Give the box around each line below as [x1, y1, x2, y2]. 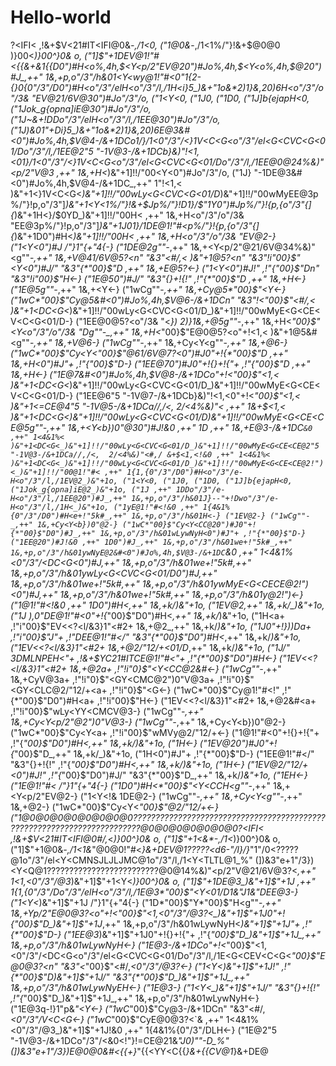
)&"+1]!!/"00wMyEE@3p [219, 187, 319, 200]
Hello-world [10, 6, 112, 29]
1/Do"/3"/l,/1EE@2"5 [10, 145, 94, 157]
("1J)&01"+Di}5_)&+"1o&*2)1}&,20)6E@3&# [10, 124, 191, 136]
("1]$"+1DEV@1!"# [84, 49, 160, 61]
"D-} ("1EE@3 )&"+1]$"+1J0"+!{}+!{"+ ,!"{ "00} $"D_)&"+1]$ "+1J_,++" [43, 928, 321, 940]
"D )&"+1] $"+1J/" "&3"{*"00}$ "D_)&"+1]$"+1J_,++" [43, 971, 250, 983]
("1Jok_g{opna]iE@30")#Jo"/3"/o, [10, 102, 152, 115]
